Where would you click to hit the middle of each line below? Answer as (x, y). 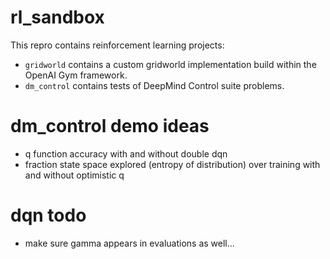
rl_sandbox (57, 17)
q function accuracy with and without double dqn (126, 153)
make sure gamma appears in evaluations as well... (129, 243)
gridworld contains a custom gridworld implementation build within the (170, 64)
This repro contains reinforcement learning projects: (117, 45)
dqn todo (48, 215)
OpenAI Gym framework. (76, 75)
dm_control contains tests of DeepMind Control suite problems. (154, 85)
